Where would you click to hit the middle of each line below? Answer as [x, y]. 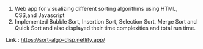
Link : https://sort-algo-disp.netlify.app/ [55, 40]
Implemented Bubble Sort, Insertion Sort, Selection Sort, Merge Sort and [105, 21]
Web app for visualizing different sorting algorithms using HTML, [96, 9]
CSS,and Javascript [39, 15]
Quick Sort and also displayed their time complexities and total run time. [105, 28]
